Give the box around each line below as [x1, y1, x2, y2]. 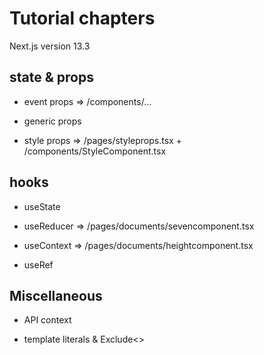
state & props [9, 69, 94, 86]
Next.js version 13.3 [9, 40, 91, 52]
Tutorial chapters [9, 7, 156, 30]
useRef [23, 258, 54, 271]
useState [23, 200, 61, 212]
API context [23, 314, 72, 326]
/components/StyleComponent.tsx [23, 145, 167, 157]
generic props [23, 115, 82, 127]
